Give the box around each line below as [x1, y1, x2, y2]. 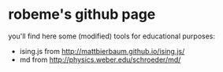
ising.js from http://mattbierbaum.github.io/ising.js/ [19, 46, 185, 56]
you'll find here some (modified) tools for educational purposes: [8, 31, 215, 41]
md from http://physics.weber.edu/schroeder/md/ [19, 55, 181, 64]
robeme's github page [8, 5, 156, 23]
